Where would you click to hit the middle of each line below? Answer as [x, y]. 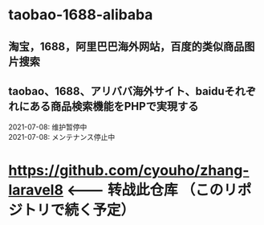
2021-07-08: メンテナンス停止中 [62, 137]
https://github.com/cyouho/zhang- [129, 170]
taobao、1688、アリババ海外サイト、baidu [116, 91]
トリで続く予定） [79, 210]
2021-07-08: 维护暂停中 [48, 127]
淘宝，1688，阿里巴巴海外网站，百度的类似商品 [126, 46]
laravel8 [36, 190]
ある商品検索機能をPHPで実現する [114, 106]
